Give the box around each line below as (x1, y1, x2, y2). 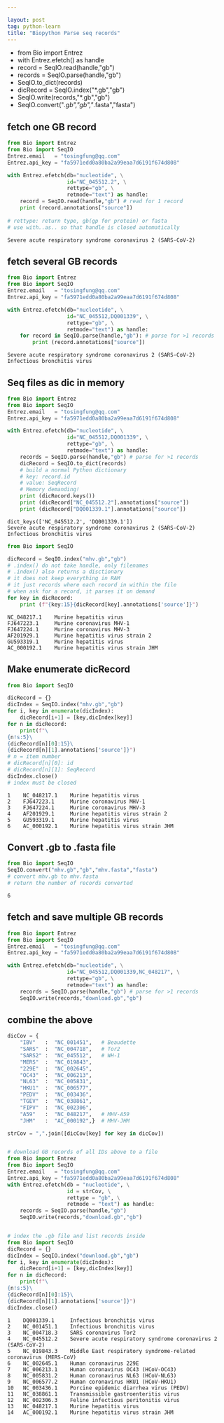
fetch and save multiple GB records (7, 912, 164, 923)
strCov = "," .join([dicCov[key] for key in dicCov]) (7, 1129, 164, 1137)
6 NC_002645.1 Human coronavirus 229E (7, 1360, 139, 1367)
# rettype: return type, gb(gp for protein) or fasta (7, 217, 168, 224)
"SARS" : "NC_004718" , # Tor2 (20, 1045, 120, 1053)
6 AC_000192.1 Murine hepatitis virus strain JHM (7, 823, 174, 830)
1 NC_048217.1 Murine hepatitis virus (7, 792, 139, 799)
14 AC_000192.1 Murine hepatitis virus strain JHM (7, 1409, 174, 1416)
